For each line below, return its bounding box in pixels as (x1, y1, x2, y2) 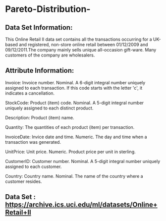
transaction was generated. (5, 139, 61, 145)
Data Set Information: (5, 23, 73, 32)
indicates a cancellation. (5, 90, 55, 96)
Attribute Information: (5, 66, 74, 75)
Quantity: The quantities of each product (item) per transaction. (5, 124, 135, 130)
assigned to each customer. (5, 164, 62, 169)
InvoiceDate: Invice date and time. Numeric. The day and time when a (5, 134, 147, 140)
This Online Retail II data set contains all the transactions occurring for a (5, 36, 152, 42)
